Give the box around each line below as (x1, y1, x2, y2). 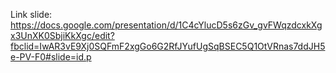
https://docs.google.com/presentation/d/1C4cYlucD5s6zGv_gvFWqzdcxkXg (10, 19, 323, 31)
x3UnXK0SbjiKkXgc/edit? (10, 30, 115, 41)
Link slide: (10, 9, 53, 20)
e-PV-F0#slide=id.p (10, 51, 92, 63)
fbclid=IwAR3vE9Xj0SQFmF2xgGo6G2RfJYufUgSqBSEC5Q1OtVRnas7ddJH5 (10, 40, 326, 52)
